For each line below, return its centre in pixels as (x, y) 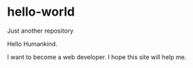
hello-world (41, 12)
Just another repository (41, 31)
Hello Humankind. (32, 44)
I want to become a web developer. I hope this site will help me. (97, 57)
